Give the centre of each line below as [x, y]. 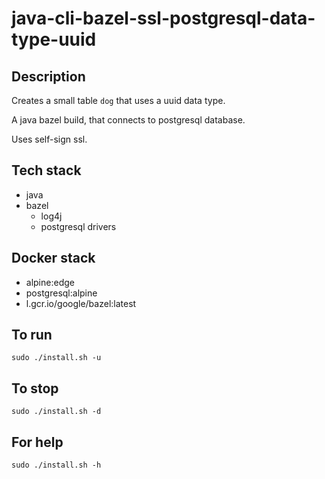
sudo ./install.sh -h [56, 465]
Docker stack [53, 258]
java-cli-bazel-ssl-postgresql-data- [163, 18]
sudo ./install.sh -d [56, 412]
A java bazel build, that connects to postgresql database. [128, 120]
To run [32, 335]
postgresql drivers [78, 226]
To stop [35, 388]
